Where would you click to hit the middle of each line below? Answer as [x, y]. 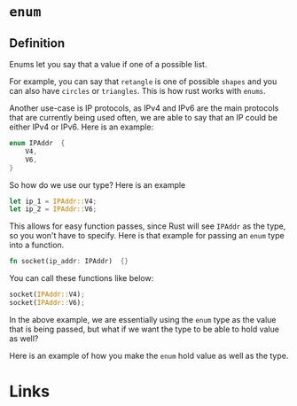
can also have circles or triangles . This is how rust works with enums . [137, 91]
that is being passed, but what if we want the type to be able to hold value [144, 329]
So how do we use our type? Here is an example [98, 184]
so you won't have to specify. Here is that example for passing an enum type [147, 236]
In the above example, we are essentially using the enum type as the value [143, 319]
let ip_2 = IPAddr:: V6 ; [53, 209]
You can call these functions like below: [82, 278]
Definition [37, 43]
